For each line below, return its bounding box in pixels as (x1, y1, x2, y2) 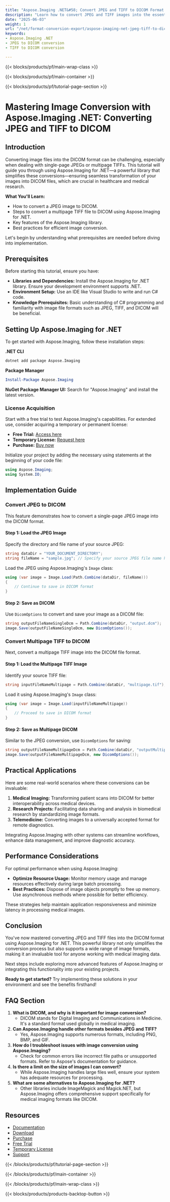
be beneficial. (12, 311, 41, 317)
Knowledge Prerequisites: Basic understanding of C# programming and (12, 299, 164, 305)
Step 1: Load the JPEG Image (5, 530, 67, 536)
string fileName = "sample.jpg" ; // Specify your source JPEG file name (5, 556, 162, 561)
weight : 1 (5, 21, 26, 27)
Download (12, 1130, 34, 1136)
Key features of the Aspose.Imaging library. (12, 219, 103, 225)
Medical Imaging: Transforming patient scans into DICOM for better (12, 795, 155, 801)
